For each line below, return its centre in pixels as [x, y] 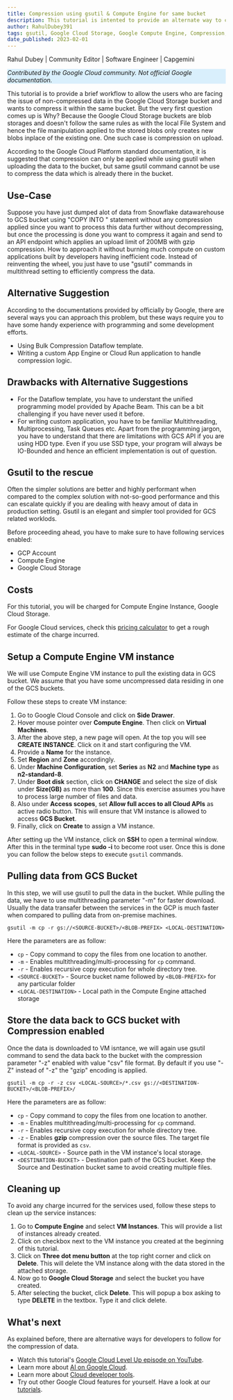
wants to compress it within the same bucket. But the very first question [110, 108]
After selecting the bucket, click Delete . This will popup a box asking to [119, 1293]
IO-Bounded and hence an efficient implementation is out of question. [117, 451]
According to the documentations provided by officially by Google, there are [116, 309]
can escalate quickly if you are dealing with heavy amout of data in [103, 504]
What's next [34, 1322]
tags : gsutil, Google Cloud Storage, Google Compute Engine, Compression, [118, 33]
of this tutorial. [38, 1248]
